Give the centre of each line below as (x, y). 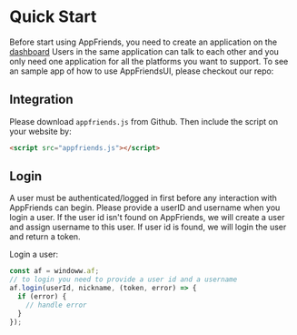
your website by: (40, 131)
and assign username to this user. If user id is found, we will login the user (148, 227)
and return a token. (45, 237)
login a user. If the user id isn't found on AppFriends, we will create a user (147, 218)
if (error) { (42, 297)
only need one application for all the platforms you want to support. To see (149, 61)
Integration (42, 100)
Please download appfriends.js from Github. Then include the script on (144, 121)
